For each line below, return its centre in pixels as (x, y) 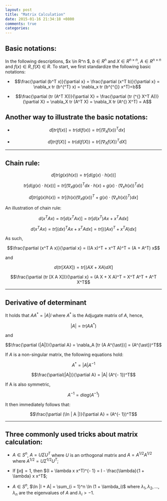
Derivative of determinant (46, 302)
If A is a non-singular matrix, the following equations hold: (64, 355)
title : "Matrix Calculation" (35, 14)
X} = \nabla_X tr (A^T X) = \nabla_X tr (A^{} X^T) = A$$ (96, 101)
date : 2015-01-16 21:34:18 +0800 (40, 19)
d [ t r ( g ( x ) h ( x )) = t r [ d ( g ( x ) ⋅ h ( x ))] (83, 175)
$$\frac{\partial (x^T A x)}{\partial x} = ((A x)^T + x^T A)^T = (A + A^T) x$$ (83, 248)
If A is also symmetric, (28, 384)
